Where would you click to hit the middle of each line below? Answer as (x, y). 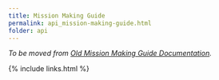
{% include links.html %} (49, 69)
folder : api (28, 30)
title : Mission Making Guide (57, 16)
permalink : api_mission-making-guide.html (80, 23)
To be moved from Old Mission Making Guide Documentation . (110, 54)
